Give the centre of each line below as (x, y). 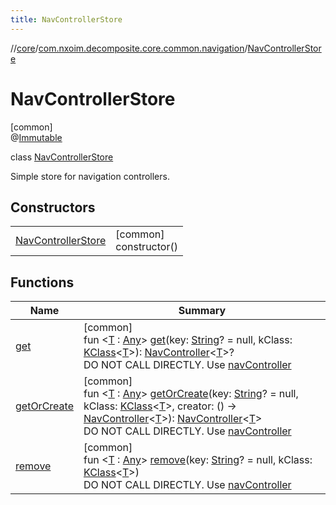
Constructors (53, 207)
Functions (42, 282)
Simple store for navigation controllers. (90, 176)
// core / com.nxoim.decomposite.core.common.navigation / (129, 48)
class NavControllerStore (62, 157)
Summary (202, 311)
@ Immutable (36, 137)
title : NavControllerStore (66, 19)
